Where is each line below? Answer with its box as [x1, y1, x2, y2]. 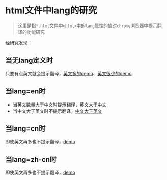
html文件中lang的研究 [5, 5, 97, 16]
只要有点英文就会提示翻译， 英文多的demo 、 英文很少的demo [5, 70, 132, 76]
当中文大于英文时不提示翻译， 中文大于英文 [12, 108, 102, 114]
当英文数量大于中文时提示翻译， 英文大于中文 [12, 101, 107, 108]
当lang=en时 [5, 87, 46, 96]
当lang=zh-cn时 [5, 155, 57, 164]
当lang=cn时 [5, 124, 46, 133]
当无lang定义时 [5, 56, 53, 65]
